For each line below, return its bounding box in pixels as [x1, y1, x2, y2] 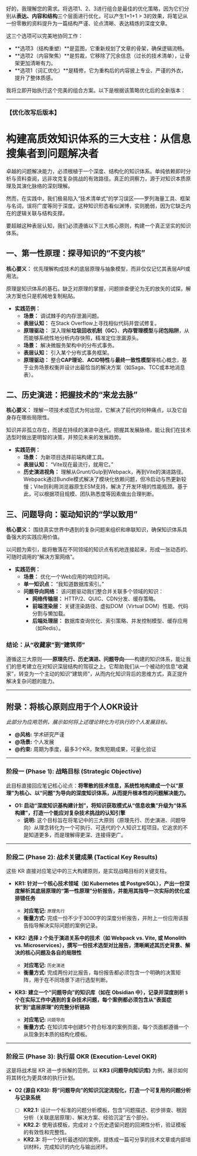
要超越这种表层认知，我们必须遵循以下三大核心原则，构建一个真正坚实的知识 [6, 222, 191, 229]
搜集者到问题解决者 [6, 147, 99, 161]
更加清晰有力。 [19, 59, 56, 67]
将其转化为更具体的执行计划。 [6, 1074, 78, 1081]
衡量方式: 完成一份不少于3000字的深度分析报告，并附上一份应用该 [23, 915, 184, 921]
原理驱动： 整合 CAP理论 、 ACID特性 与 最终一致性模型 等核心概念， [23, 356, 182, 363]
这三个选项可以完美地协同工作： [6, 32, 83, 39]
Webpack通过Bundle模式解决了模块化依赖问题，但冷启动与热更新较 [23, 476, 186, 483]
